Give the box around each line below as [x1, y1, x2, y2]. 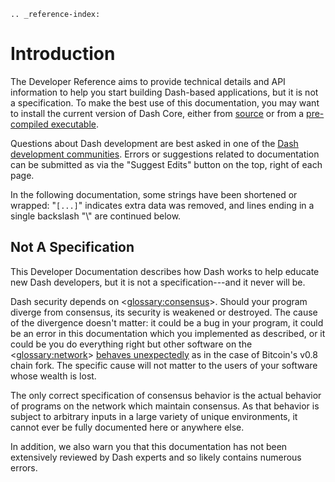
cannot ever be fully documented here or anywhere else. [10, 421, 245, 433]
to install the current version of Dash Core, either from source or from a [10, 107, 305, 119]
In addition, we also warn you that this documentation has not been [10, 440, 288, 452]
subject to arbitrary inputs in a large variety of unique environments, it [10, 410, 298, 422]
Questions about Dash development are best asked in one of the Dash [10, 137, 299, 149]
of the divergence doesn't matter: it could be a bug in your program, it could [10, 316, 324, 329]
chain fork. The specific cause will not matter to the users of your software [10, 359, 318, 371]
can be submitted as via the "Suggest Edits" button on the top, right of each [10, 158, 323, 170]
